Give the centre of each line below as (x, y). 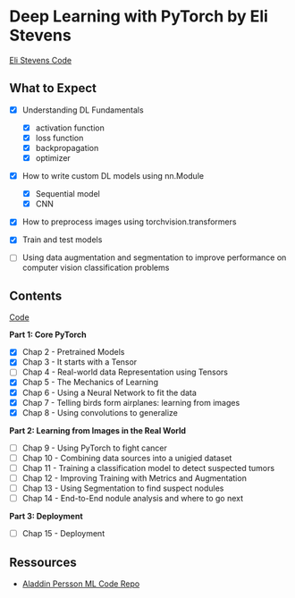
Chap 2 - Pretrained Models (73, 352)
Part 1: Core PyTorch (48, 335)
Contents (36, 295)
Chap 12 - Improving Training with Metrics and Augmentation (135, 478)
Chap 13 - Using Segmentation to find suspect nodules (123, 488)
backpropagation (67, 147)
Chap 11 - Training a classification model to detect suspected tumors (148, 467)
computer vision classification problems (96, 268)
